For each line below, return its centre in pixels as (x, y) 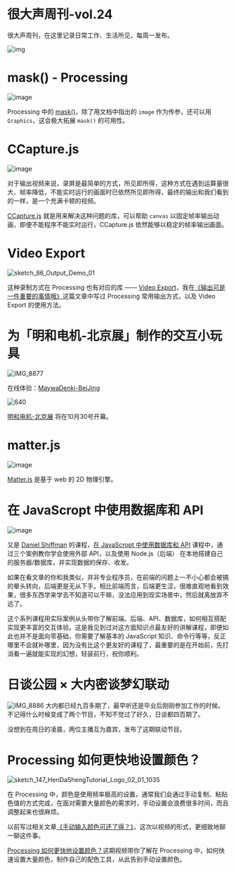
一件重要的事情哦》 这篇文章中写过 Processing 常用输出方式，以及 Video (111, 296)
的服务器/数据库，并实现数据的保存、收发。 (70, 562)
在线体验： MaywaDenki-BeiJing (54, 388)
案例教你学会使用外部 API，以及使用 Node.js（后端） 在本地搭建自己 (124, 553)
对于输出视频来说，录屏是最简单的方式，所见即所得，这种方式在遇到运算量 (115, 183)
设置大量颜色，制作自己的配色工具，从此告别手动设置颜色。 (99, 859)
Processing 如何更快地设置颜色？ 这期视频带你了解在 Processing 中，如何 (113, 850)
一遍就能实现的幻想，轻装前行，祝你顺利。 (81, 654)
